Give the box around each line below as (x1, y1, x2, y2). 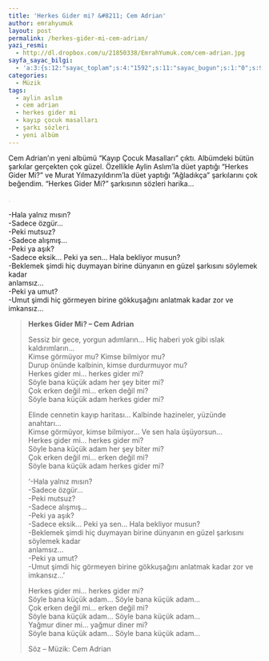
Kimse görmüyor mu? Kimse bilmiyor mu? (27, 351, 166, 361)
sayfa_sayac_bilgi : (8, 57, 74, 65)
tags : (8, 86, 26, 95)
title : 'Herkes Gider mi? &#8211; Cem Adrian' (8, 11, 167, 20)
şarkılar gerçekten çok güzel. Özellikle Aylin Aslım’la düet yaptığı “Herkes (8, 161, 249, 171)
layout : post (8, 26, 52, 34)
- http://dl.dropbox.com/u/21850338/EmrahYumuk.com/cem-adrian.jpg (15, 49, 246, 57)
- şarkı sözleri (15, 124, 70, 132)
